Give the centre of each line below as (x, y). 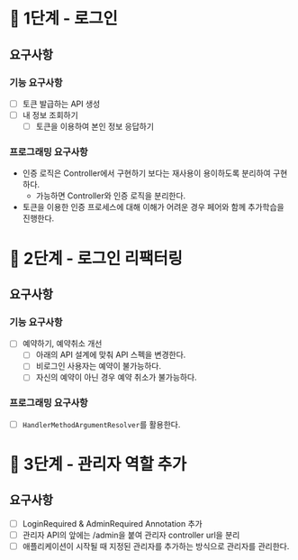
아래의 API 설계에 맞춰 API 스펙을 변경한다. (111, 355)
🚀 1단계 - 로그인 (64, 18)
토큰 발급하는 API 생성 (61, 104)
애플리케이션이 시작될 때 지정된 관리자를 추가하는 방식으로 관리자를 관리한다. (156, 546)
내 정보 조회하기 (50, 115)
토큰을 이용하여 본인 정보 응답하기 (95, 126)
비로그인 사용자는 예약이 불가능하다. (99, 366)
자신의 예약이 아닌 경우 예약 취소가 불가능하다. (116, 377)
